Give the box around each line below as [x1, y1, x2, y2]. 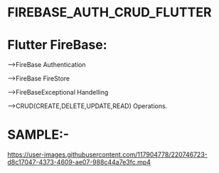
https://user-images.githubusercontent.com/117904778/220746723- [7, 150, 208, 159]
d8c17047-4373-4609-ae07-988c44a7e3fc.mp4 [7, 158, 151, 167]
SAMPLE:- [7, 127, 70, 143]
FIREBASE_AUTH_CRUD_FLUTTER [7, 4, 212, 21]
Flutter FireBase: [7, 37, 108, 53]
